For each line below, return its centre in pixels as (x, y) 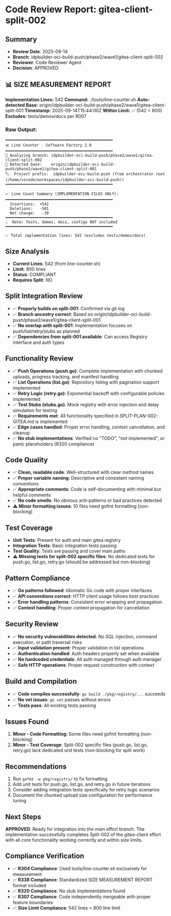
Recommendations (36, 767)
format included (29, 885)
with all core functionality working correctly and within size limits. (74, 840)
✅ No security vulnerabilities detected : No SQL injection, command (85, 636)
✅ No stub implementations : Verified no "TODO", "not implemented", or (89, 438)
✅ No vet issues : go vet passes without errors (62, 699)
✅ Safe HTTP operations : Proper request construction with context (83, 665)
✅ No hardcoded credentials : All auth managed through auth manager (87, 659)
